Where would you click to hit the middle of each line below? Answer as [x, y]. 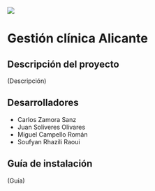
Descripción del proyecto [64, 64]
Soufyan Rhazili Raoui [49, 142]
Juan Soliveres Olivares [51, 127]
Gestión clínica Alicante [77, 39]
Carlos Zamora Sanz [47, 119]
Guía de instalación [50, 164]
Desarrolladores [43, 103]
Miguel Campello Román [52, 134]
